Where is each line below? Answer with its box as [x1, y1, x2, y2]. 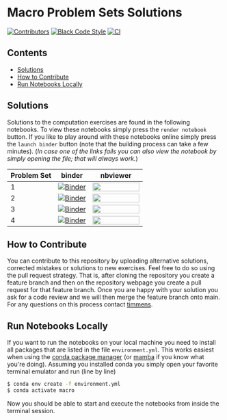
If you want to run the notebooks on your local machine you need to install [7, 339, 217, 347]
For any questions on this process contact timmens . [7, 300, 153, 309]
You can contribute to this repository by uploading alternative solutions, [7, 257, 209, 265]
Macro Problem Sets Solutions [7, 5, 183, 21]
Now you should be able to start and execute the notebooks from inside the [7, 399, 220, 408]
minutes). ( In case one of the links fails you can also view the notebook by [7, 147, 217, 155]
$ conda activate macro [7, 387, 75, 394]
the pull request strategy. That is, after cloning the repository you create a [7, 272, 215, 280]
